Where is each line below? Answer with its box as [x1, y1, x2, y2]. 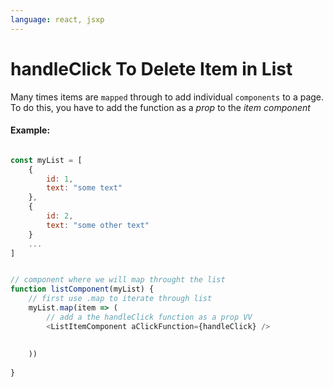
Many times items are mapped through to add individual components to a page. [10, 91, 325, 103]
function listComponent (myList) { [10, 284, 155, 295]
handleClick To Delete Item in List [10, 57, 293, 80]
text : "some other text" [46, 220, 150, 230]
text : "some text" [46, 183, 123, 193]
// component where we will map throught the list [10, 275, 226, 285]
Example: [10, 124, 51, 136]
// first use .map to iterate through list [28, 294, 213, 304]
